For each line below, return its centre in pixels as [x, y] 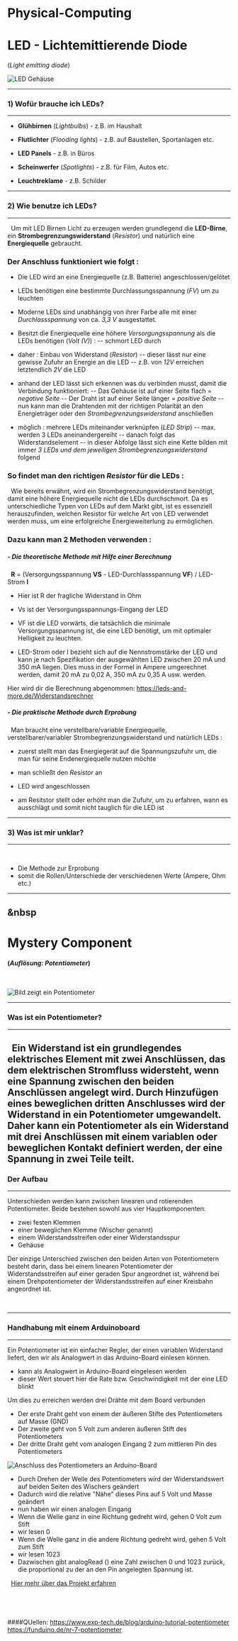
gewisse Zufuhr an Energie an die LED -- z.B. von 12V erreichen [110, 362]
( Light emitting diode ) [39, 65]
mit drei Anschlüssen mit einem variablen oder [112, 1136]
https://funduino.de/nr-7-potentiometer [64, 1630]
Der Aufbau [28, 1179]
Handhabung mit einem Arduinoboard [74, 1328]
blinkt [25, 1386]
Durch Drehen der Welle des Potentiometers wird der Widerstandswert [121, 1479]
